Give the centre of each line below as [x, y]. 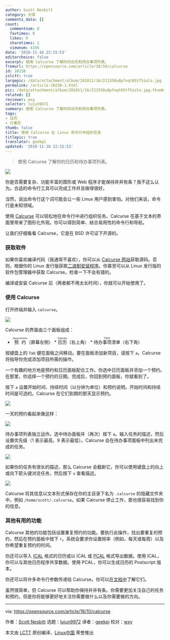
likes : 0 [19, 39]
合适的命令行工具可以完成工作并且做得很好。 [60, 188]
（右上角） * [79, 342]
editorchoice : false [27, 57]
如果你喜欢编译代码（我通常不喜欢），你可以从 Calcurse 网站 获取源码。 [79, 259]
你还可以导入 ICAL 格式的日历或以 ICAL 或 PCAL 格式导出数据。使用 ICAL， [83, 556]
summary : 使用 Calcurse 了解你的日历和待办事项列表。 [57, 109]
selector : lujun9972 [27, 104]
